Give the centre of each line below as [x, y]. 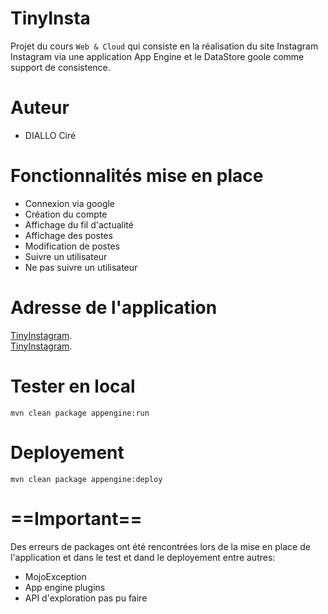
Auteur [40, 108]
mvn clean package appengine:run [80, 413]
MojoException [55, 576]
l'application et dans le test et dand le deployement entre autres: [143, 557]
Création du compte [66, 214]
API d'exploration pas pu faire [86, 598]
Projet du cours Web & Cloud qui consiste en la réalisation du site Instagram [164, 46]
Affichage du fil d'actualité [79, 224]
